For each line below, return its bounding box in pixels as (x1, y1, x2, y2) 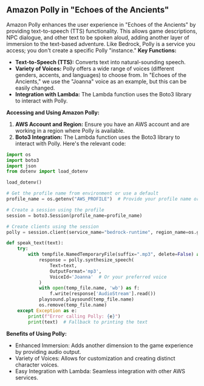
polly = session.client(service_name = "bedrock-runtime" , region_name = (6, 229, 189, 235)
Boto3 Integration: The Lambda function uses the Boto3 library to (15, 133, 180, 141)
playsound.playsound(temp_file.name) (38, 296, 135, 302)
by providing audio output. (15, 348, 81, 355)
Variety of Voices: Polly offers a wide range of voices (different (15, 65, 174, 72)
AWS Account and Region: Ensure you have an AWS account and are (15, 121, 190, 128)
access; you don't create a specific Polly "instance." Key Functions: (6, 47, 177, 54)
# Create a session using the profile (6, 207, 104, 213)
